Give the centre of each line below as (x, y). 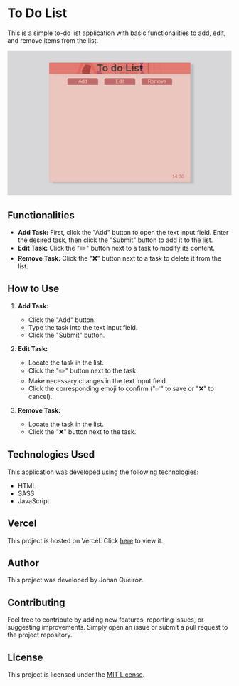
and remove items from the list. (53, 40)
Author (23, 563)
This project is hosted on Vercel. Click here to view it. (85, 540)
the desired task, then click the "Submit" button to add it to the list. (115, 240)
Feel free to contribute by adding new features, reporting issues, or (106, 620)
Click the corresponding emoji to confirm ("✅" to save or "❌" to (121, 388)
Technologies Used (51, 455)
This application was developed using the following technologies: (103, 472)
